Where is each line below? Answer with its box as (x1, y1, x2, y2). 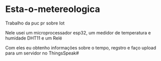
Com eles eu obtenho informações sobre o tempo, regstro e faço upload (5, 44, 156, 50)
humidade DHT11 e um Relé (5, 35, 62, 41)
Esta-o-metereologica (5, 3, 100, 15)
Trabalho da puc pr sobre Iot (5, 20, 65, 26)
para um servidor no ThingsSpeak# (5, 50, 79, 56)
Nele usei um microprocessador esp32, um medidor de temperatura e (5, 29, 151, 35)
